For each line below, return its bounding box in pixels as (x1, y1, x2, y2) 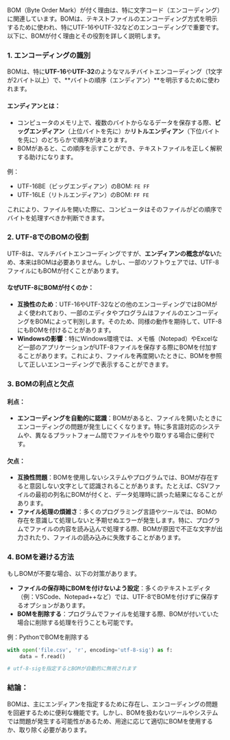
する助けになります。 (16, 153, 77, 161)
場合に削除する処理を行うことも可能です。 (16, 618, 137, 627)
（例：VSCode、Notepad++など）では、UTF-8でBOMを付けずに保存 (16, 592, 214, 601)
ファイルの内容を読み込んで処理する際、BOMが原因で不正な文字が (29, 525, 217, 533)
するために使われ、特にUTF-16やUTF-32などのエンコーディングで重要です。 (7, 23, 222, 31)
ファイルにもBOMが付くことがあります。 (7, 267, 123, 275)
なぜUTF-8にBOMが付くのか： (7, 284, 94, 292)
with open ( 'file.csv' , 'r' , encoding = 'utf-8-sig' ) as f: (7, 647, 173, 653)
